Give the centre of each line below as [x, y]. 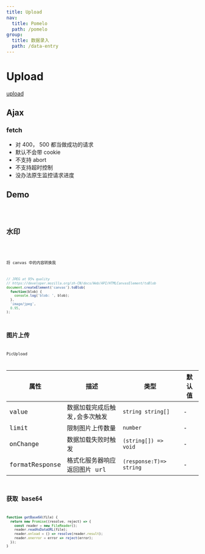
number [132, 428]
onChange [24, 444]
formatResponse [35, 465]
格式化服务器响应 [91, 461]
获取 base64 [24, 499]
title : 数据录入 [31, 40]
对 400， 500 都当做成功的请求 [54, 144]
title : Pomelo [30, 23]
